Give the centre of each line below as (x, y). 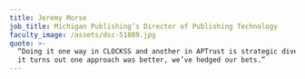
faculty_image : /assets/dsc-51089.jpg (83, 35)
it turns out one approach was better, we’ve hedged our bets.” (142, 60)
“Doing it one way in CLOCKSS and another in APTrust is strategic (148, 52)
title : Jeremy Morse (49, 18)
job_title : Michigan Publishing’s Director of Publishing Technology (144, 26)
